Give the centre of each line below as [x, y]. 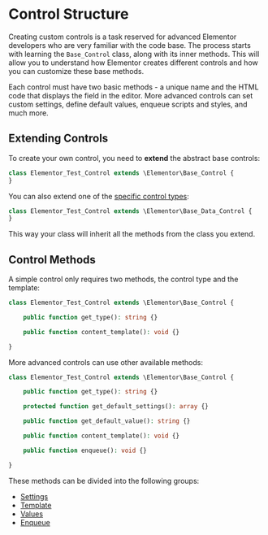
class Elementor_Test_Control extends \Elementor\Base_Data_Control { [130, 211]
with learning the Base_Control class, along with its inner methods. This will [134, 54]
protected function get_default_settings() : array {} [116, 407]
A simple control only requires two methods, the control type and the [123, 279]
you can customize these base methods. [76, 71]
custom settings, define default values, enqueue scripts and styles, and [128, 104]
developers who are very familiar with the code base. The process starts [130, 45]
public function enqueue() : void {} [85, 450]
